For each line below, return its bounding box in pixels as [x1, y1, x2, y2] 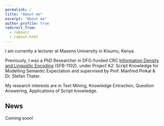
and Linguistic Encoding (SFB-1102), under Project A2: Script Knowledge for [5, 62, 159, 69]
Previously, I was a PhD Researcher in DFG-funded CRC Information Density [5, 57, 160, 63]
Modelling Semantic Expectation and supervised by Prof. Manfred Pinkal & [5, 68, 156, 74]
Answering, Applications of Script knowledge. [5, 88, 98, 94]
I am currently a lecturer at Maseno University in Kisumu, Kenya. [5, 48, 135, 54]
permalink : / [5, 7, 32, 12]
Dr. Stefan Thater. [5, 73, 41, 79]
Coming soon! [5, 115, 33, 121]
